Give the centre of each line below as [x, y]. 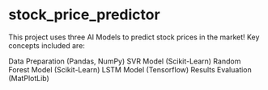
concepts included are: [47, 45]
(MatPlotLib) [29, 78]
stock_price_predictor [84, 15]
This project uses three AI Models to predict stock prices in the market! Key [134, 37]
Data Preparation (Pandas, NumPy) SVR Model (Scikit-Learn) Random [125, 61]
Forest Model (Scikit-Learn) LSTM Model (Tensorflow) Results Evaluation [130, 69]
